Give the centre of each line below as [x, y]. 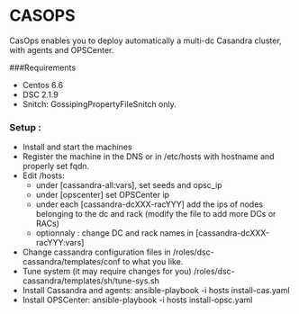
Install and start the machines [77, 147]
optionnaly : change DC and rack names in [114, 233]
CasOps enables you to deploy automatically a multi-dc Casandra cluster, [145, 40]
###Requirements [43, 67]
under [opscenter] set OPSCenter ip [102, 195]
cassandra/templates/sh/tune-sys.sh [91, 281]
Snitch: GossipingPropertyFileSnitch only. [100, 103]
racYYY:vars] [60, 243]
